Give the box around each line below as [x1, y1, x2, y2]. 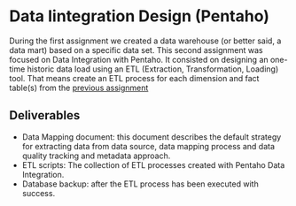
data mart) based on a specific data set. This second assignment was [9, 44, 263, 55]
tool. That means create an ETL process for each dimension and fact [9, 72, 260, 83]
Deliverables [9, 108, 81, 123]
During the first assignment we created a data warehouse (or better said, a [9, 35, 282, 46]
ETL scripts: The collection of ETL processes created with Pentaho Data [21, 159, 285, 170]
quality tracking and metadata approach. [21, 150, 171, 161]
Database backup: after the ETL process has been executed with [21, 179, 259, 189]
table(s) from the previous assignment [9, 82, 149, 93]
